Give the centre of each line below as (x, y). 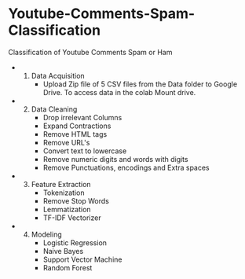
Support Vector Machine (82, 259)
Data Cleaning (54, 109)
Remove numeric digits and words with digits (115, 159)
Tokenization (64, 193)
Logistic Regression (75, 242)
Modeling (47, 234)
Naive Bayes (63, 251)
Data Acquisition (58, 75)
